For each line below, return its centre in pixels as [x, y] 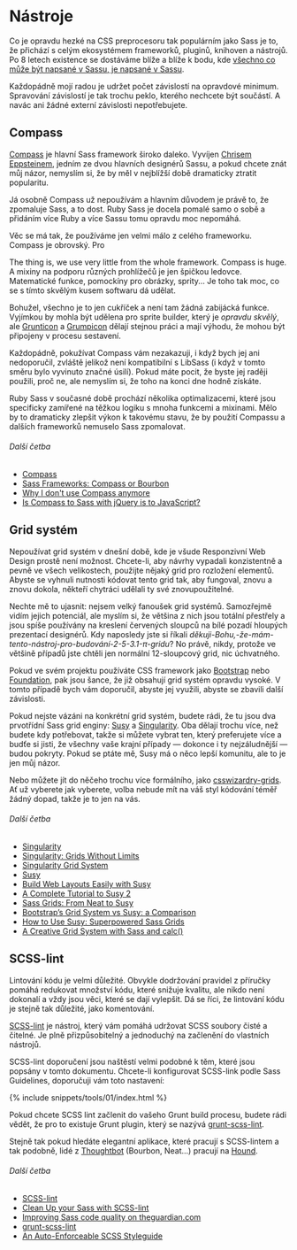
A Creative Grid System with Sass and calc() [103, 930]
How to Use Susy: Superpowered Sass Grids [103, 922]
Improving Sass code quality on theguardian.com [111, 1217]
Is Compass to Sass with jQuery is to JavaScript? [111, 502]
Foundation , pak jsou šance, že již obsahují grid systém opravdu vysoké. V [145, 680]
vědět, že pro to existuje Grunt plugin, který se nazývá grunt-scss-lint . [137, 1124]
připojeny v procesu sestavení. [65, 336]
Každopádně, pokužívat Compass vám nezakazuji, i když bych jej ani [135, 352]
